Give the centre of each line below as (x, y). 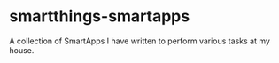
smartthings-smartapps (100, 16)
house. (22, 50)
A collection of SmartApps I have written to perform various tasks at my (139, 41)
